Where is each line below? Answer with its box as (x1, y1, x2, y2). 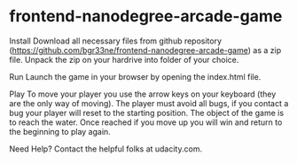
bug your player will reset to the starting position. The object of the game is (9, 107, 285, 118)
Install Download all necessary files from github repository (9, 35, 223, 46)
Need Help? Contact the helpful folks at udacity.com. (9, 144, 202, 154)
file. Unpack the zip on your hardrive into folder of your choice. (9, 54, 239, 65)
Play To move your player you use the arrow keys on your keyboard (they (9, 89, 277, 99)
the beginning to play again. (9, 126, 111, 136)
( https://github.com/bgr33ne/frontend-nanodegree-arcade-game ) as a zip (9, 44, 282, 55)
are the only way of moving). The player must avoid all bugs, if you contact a (9, 97, 289, 108)
